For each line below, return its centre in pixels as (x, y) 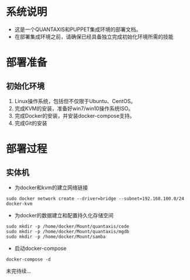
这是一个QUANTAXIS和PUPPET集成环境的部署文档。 (78, 29)
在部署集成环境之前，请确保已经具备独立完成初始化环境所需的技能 (94, 36)
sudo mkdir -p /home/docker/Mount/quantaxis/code (68, 226)
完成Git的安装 (31, 123)
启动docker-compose (40, 248)
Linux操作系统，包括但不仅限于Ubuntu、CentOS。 (75, 101)
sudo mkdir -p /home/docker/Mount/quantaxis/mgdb (68, 231)
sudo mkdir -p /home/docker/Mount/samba (56, 237)
